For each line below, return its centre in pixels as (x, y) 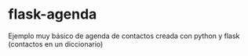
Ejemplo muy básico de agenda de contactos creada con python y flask (124, 36)
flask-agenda (53, 14)
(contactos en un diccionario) (56, 44)
